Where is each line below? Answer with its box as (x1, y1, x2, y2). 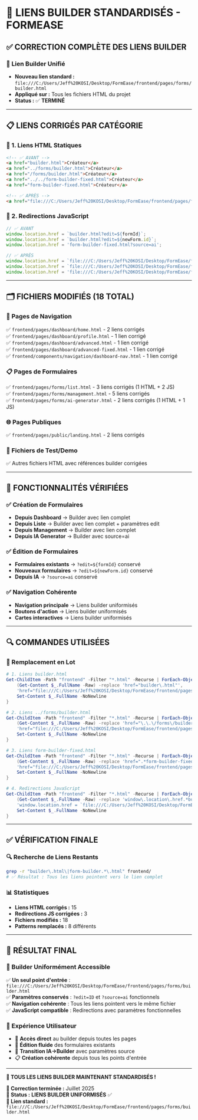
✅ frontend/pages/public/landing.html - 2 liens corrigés (6, 431, 145, 439)
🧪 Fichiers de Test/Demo (6, 446, 78, 455)
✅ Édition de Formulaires (6, 547, 78, 556)
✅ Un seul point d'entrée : (6, 976, 71, 983)
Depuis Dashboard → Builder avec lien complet (14, 514, 131, 521)
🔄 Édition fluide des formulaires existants (14, 1042, 115, 1049)
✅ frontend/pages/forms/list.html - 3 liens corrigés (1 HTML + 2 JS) (6, 383, 175, 390)
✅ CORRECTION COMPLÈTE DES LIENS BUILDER (6, 42, 187, 52)
